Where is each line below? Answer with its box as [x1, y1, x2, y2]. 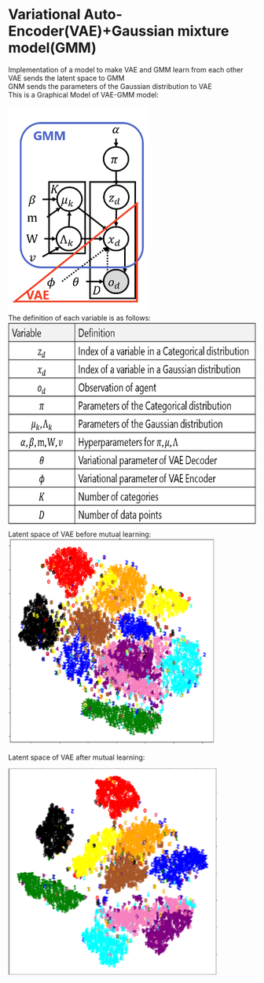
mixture [177, 22, 229, 40]
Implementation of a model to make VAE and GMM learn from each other [8, 64, 244, 74]
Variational [8, 6, 81, 24]
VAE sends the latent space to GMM [8, 73, 125, 83]
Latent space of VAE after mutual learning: [8, 753, 145, 762]
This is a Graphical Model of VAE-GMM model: [8, 90, 159, 99]
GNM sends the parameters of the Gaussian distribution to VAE [8, 81, 212, 91]
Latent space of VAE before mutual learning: [8, 529, 152, 539]
